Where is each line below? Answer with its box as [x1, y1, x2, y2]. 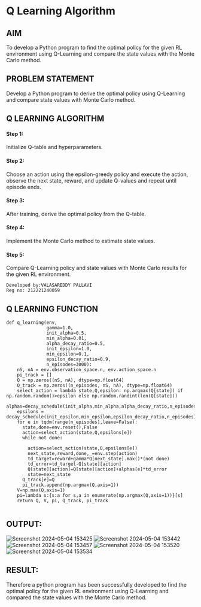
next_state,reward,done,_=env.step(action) [28, 451, 138, 457]
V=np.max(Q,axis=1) [17, 487, 66, 493]
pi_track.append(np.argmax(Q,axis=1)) [22, 482, 119, 488]
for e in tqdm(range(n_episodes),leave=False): [17, 419, 138, 426]
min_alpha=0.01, [46, 335, 87, 342]
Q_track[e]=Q [22, 477, 55, 483]
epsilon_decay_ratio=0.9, [46, 356, 111, 363]
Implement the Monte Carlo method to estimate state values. [6, 238, 156, 245]
